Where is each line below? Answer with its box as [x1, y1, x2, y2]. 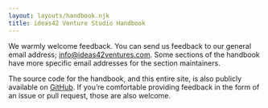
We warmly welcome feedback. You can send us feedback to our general [8, 41, 252, 50]
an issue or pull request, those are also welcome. [8, 90, 171, 100]
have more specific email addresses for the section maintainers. [8, 58, 221, 68]
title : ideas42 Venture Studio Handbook [8, 19, 146, 27]
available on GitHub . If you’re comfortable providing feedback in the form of [8, 82, 260, 92]
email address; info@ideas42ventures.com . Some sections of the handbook [8, 50, 260, 59]
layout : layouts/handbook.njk [8, 11, 110, 20]
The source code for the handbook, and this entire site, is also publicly [8, 74, 242, 83]
